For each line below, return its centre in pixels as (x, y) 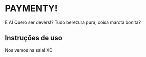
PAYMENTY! (31, 9)
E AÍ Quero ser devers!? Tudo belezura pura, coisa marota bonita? (73, 22)
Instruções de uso (33, 38)
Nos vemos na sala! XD (29, 50)
